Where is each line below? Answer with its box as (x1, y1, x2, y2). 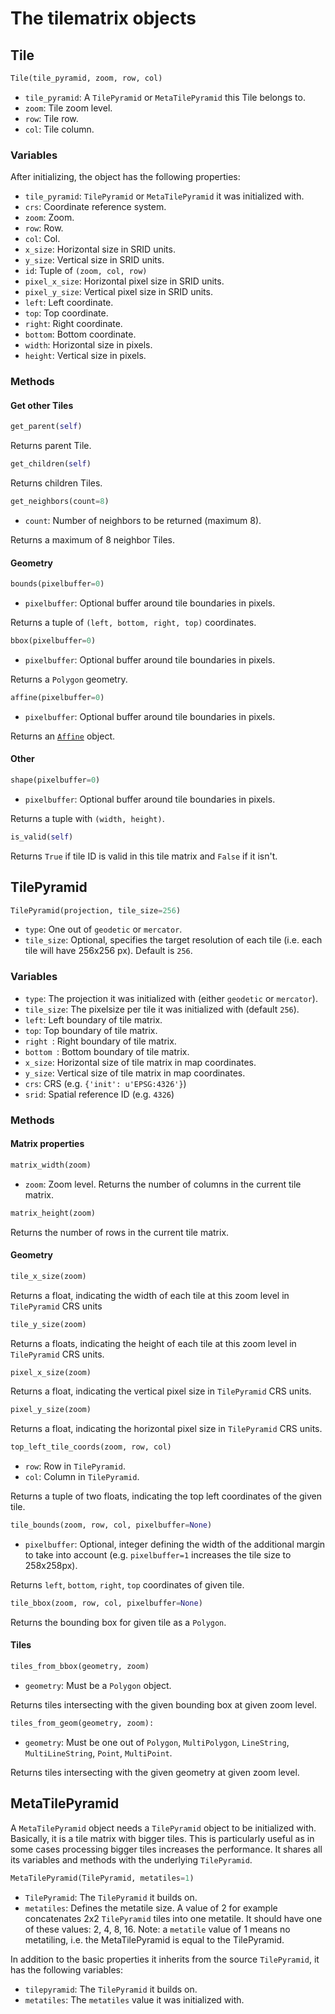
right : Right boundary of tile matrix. (24, 1035, 177, 1047)
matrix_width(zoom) (10, 1160, 92, 1170)
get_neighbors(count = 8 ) (10, 497, 110, 507)
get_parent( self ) (10, 422, 83, 432)
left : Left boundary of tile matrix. (24, 1013, 163, 1026)
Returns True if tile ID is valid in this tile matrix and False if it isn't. (10, 850, 278, 862)
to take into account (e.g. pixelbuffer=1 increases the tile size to (24, 1549, 292, 1561)
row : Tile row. (24, 112, 79, 124)
